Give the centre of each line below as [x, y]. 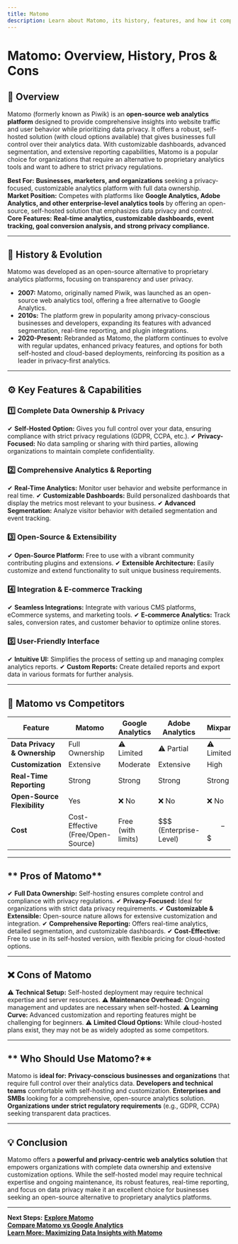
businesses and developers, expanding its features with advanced [114, 323]
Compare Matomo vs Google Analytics [66, 1226]
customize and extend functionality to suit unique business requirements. [114, 570]
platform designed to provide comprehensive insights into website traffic [114, 121]
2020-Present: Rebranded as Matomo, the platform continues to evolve [123, 338]
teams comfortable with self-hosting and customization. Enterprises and [114, 1091]
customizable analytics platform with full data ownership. [118, 188]
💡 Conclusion [38, 1142]
